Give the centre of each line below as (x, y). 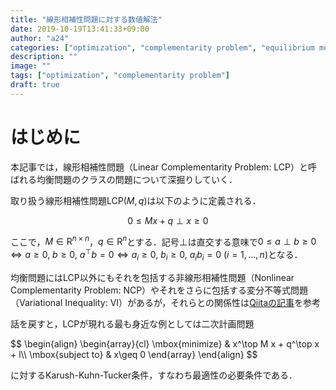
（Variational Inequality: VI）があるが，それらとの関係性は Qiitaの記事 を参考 (166, 302)
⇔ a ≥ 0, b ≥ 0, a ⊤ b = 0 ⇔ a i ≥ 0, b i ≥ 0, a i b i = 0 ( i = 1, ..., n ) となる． (156, 255)
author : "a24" (40, 38)
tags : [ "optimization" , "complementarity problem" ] (120, 76)
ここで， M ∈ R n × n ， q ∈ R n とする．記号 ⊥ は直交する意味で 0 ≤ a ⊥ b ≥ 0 (163, 241)
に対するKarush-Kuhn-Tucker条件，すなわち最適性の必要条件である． (154, 375)
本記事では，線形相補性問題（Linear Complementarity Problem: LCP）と (159, 167)
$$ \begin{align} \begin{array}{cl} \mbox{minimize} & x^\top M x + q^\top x (165, 343)
